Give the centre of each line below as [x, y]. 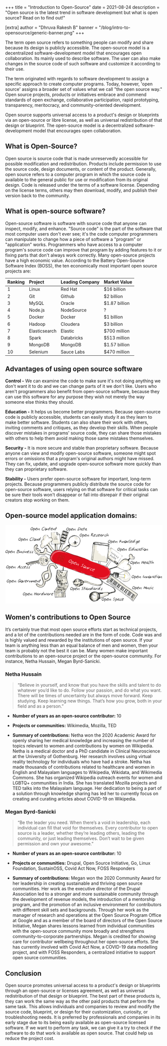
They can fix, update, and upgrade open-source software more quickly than [83, 464]
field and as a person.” [40, 706]
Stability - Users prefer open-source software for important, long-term [78, 479]
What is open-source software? [55, 211]
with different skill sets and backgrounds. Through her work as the [81, 910]
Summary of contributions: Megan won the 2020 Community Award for [86, 878]
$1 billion [113, 317]
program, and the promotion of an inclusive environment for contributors [87, 905]
